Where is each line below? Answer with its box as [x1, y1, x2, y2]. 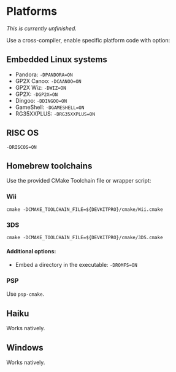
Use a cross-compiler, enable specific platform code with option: [6, 36, 170, 44]
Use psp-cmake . [6, 290, 45, 298]
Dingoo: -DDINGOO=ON [15, 97, 67, 104]
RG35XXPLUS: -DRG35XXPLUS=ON [15, 109, 95, 117]
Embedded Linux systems [6, 54, 107, 65]
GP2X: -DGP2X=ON [15, 90, 58, 98]
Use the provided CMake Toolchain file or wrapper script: [6, 177, 151, 184]
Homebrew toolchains [6, 160, 93, 171]
